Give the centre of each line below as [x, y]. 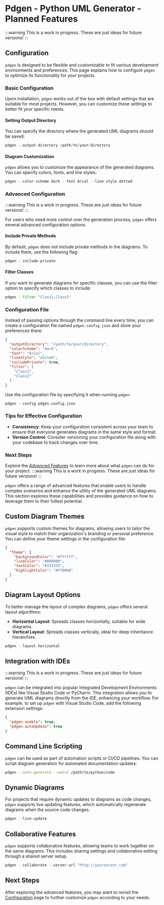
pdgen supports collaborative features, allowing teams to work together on [80, 846]
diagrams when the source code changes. [48, 810]
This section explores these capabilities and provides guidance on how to [79, 496]
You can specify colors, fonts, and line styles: [51, 172]
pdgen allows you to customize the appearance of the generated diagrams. [80, 167]
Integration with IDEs [37, 661]
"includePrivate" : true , [35, 362]
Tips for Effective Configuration [44, 416]
